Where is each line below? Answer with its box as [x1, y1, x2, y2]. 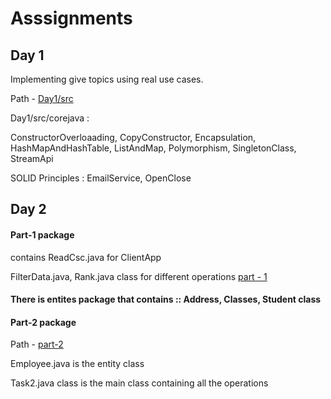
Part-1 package [10, 228, 75, 241]
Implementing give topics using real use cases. [10, 73, 204, 85]
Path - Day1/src [10, 93, 74, 104]
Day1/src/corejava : [10, 112, 90, 124]
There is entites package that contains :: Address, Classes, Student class [10, 293, 322, 306]
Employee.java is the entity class [10, 358, 145, 370]
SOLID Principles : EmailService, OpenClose [10, 172, 192, 184]
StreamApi [10, 153, 54, 164]
